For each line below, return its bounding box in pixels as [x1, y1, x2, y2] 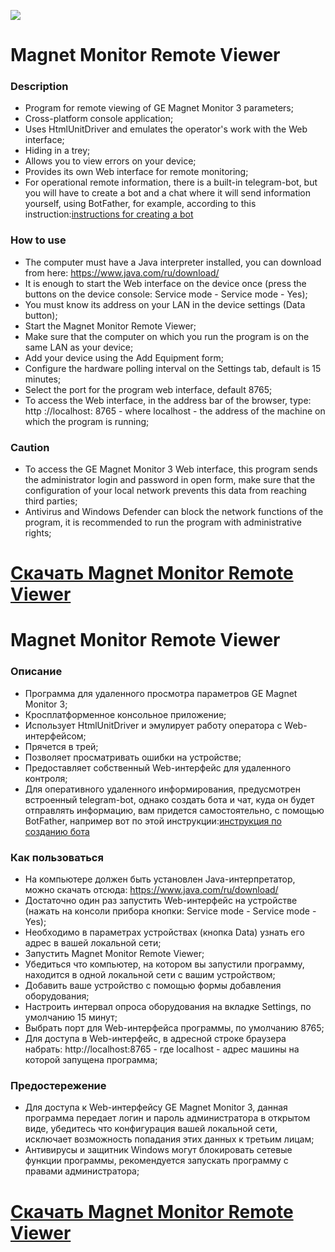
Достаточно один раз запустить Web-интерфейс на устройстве [24, 895, 298, 907]
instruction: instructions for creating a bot [24, 208, 194, 220]
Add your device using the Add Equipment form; [24, 351, 224, 364]
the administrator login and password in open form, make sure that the [24, 474, 316, 486]
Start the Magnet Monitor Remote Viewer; [24, 320, 197, 332]
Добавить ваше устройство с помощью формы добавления [24, 980, 282, 992]
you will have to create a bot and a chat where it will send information [24, 187, 312, 199]
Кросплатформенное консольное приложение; [24, 708, 227, 720]
